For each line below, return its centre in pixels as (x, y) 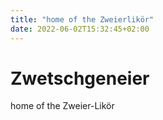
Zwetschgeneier (80, 78)
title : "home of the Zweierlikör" (82, 19)
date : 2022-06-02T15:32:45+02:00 (80, 29)
